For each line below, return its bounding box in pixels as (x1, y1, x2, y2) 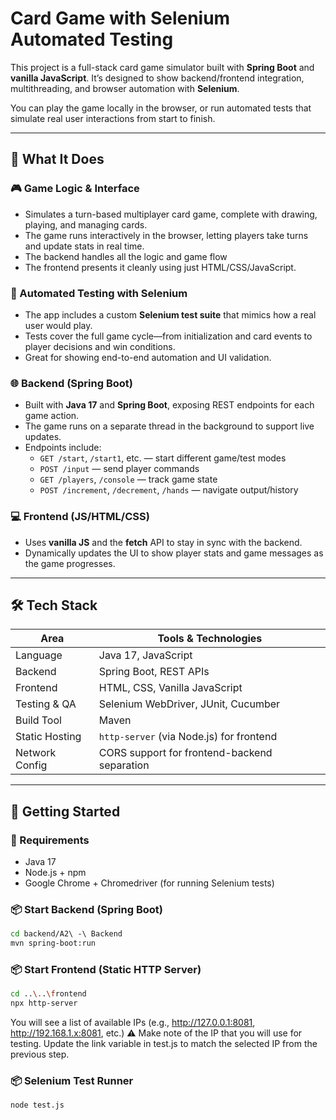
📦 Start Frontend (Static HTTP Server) (10, 962, 202, 976)
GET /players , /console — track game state (39, 473, 218, 486)
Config (15, 758, 48, 772)
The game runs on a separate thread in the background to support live (24, 420, 315, 432)
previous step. (10, 1048, 70, 1061)
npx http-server (10, 998, 78, 1009)
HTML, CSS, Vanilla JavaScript (98, 681, 243, 695)
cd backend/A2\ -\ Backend (10, 929, 123, 939)
